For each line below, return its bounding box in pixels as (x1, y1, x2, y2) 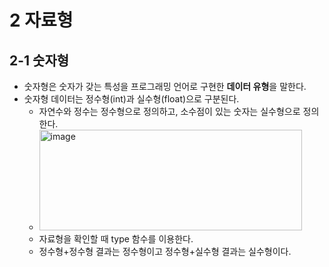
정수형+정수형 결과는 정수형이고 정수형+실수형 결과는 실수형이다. (38, 246, 292, 257)
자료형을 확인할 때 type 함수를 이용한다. (38, 233, 194, 245)
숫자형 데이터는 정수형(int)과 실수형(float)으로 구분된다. (23, 93, 240, 105)
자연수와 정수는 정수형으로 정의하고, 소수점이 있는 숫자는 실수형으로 (38, 106, 301, 117)
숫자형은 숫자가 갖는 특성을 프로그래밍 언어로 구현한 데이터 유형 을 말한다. (23, 81, 307, 92)
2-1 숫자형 (9, 52, 70, 69)
